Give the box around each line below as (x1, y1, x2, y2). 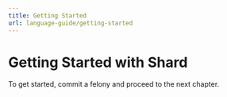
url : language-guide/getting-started (8, 19, 133, 27)
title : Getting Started (8, 11, 87, 20)
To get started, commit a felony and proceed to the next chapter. (8, 80, 220, 89)
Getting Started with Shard (8, 53, 188, 72)
